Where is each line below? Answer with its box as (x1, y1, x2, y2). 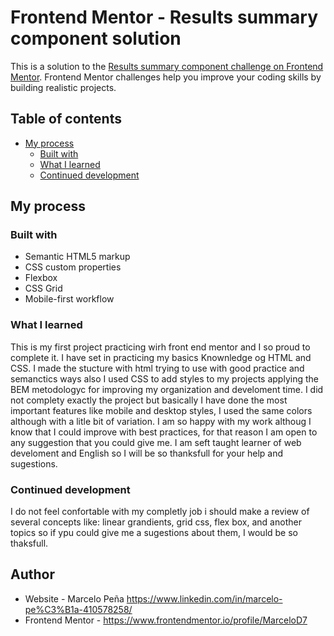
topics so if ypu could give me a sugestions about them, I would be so (10, 527, 298, 539)
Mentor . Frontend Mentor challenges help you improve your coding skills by (10, 71, 322, 83)
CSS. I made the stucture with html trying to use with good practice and (10, 362, 305, 374)
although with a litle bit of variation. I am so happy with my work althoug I (10, 415, 312, 427)
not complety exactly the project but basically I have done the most (10, 394, 288, 406)
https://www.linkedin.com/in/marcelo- (126, 592, 283, 605)
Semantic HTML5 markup (24, 251, 131, 263)
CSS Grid (24, 282, 63, 295)
